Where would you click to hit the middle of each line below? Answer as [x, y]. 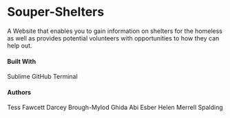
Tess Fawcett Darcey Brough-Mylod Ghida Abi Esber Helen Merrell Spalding [115, 108]
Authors [19, 92]
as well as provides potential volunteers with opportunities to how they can [113, 38]
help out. [20, 45]
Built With [22, 61]
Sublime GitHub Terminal [42, 77]
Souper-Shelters [56, 12]
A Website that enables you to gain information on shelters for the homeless [115, 31]
